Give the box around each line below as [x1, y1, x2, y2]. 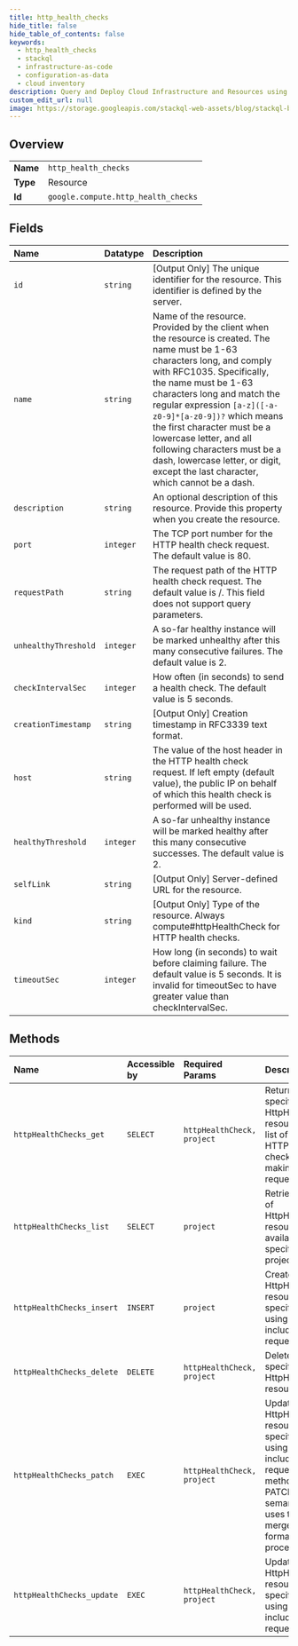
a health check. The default [152, 681, 267, 693]
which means [227, 409, 284, 422]
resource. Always [152, 909, 225, 922]
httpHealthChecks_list [13, 1222, 109, 1231]
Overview [9, 137, 65, 152]
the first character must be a [152, 421, 271, 433]
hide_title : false [9, 21, 77, 30]
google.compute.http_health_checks [47, 192, 198, 202]
